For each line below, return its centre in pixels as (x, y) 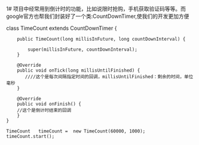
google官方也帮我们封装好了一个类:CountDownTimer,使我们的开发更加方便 (98, 16)
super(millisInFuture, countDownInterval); (82, 50)
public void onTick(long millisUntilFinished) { (79, 70)
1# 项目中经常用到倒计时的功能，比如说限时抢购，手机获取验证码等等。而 (96, 9)
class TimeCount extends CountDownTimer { (62, 28)
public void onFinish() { (49, 104)
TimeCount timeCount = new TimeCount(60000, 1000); (76, 131)
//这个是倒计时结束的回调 (44, 110)
